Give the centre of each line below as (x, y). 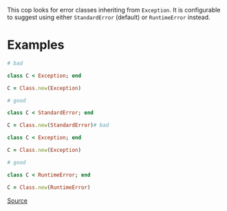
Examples (36, 45)
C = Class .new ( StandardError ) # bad (58, 125)
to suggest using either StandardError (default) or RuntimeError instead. (109, 17)
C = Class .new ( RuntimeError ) (49, 187)
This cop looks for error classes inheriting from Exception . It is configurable (114, 10)
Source (17, 200)
